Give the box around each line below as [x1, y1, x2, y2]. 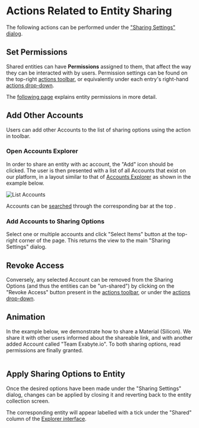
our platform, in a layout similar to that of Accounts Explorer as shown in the [6, 173, 191, 180]
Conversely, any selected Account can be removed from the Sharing [6, 276, 174, 283]
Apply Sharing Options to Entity [6, 369, 126, 379]
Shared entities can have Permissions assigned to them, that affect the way [6, 63, 191, 70]
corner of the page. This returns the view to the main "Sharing [18, 237, 171, 244]
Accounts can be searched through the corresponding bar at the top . [6, 202, 176, 210]
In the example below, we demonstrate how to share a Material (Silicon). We [6, 327, 191, 335]
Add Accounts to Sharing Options [6, 217, 105, 226]
